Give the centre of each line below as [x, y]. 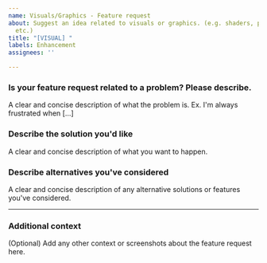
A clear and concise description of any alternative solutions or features [124, 189]
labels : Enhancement [43, 45]
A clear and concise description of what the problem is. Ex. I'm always [123, 105]
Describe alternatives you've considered [89, 172]
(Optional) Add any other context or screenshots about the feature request [130, 243]
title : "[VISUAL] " [41, 38]
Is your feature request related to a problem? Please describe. [130, 87]
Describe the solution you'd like [71, 134]
